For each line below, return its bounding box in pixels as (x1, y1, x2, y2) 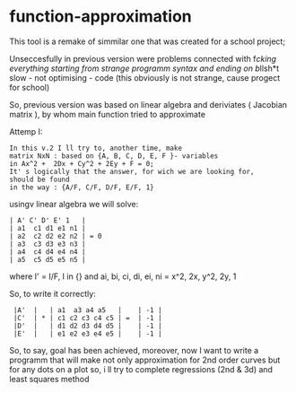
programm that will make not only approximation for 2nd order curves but (9, 354, 281, 365)
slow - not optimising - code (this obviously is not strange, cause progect (9, 72, 281, 83)
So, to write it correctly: (9, 288, 96, 299)
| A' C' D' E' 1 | (9, 215, 87, 225)
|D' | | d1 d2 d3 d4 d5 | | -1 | (13, 321, 163, 330)
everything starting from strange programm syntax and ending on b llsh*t (9, 63, 280, 74)
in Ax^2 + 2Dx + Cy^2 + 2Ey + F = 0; (9, 159, 154, 168)
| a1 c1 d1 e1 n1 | (9, 223, 87, 232)
